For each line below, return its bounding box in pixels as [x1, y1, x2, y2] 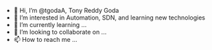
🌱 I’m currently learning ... [13, 21, 87, 28]
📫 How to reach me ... [13, 36, 78, 43]
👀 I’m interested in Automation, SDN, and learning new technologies [13, 14, 206, 22]
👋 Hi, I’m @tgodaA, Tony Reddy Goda [13, 7, 119, 14]
